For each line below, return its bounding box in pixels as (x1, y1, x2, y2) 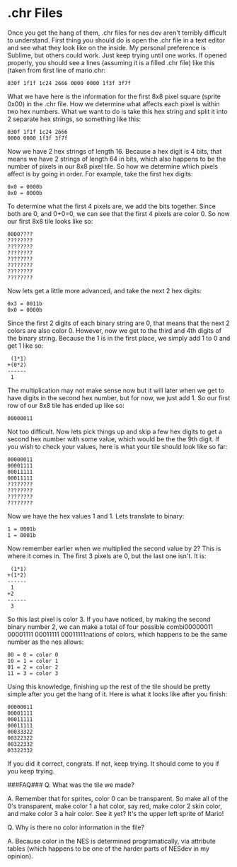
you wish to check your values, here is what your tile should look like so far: (7, 442, 228, 450)
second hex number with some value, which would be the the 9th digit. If (7, 434, 220, 443)
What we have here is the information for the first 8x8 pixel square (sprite (7, 92, 221, 101)
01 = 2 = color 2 (7, 664, 59, 671)
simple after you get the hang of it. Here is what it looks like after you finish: (7, 689, 228, 698)
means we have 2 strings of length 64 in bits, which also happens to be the (7, 154, 226, 163)
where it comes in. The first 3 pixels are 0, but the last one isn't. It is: (7, 551, 207, 560)
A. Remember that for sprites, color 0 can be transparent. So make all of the (7, 794, 229, 803)
